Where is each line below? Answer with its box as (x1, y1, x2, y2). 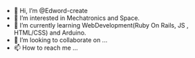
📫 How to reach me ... (13, 43, 78, 52)
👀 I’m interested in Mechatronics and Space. (13, 14, 140, 22)
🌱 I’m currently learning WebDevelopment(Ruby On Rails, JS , (13, 21, 189, 29)
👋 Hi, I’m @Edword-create (13, 7, 88, 14)
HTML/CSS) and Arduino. (13, 28, 86, 37)
